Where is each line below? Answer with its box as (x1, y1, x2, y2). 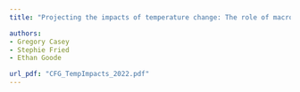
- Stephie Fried (9, 45, 70, 54)
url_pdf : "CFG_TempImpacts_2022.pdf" (9, 70, 150, 79)
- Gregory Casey (9, 37, 70, 46)
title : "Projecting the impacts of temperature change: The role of (9, 12, 270, 22)
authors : (9, 28, 42, 38)
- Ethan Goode (9, 54, 62, 63)
